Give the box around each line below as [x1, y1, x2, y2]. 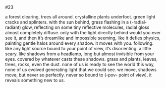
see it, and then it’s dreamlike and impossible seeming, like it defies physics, [5, 35, 161, 41]
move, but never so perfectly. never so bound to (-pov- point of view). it [5, 72, 152, 78]
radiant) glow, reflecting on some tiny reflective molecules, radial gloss [5, 24, 150, 30]
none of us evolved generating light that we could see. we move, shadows [5, 67, 157, 73]
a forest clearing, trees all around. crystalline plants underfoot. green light [5, 14, 156, 19]
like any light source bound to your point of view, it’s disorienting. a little [5, 46, 151, 51]
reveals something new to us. [5, 77, 65, 83]
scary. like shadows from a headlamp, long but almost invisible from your [5, 51, 155, 57]
